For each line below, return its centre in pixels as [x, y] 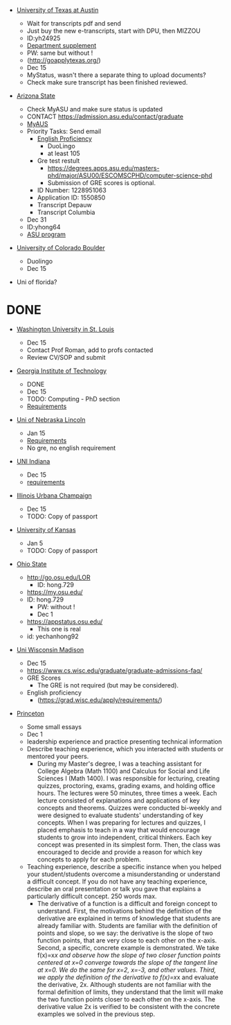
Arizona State [36, 96]
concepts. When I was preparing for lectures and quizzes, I [121, 822]
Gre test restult [58, 161]
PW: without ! [56, 606]
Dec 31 [37, 220]
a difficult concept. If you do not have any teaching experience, [117, 881]
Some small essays [54, 726]
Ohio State [31, 563]
